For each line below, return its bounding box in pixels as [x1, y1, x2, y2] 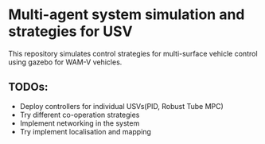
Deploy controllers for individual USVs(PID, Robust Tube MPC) [19, 101, 224, 111]
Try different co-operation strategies [19, 110, 140, 119]
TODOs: [8, 80, 49, 94]
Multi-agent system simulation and [8, 6, 245, 24]
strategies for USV [8, 22, 133, 41]
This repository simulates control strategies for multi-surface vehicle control [8, 49, 258, 58]
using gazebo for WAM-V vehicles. [8, 57, 123, 67]
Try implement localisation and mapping [19, 126, 151, 136]
